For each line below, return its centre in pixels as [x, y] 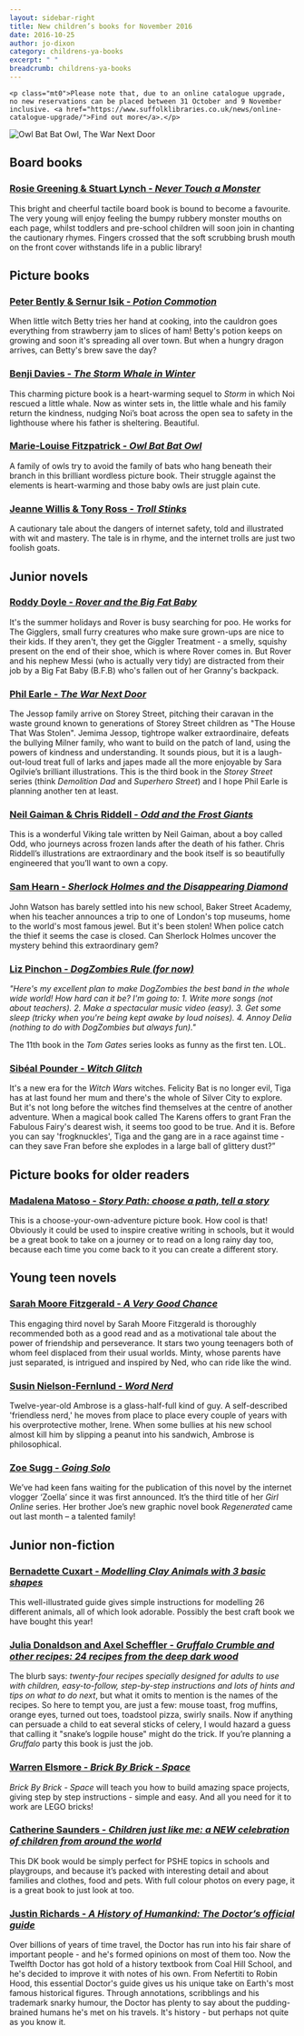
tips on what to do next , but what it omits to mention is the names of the [144, 1695]
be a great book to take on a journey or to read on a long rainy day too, [142, 1240]
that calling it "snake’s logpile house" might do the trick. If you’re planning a [151, 1734]
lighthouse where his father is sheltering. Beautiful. [104, 423]
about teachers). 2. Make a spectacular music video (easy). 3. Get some [145, 1008]
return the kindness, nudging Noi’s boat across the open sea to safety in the [151, 413]
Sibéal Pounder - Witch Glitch [76, 1068]
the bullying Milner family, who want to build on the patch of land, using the [150, 743]
